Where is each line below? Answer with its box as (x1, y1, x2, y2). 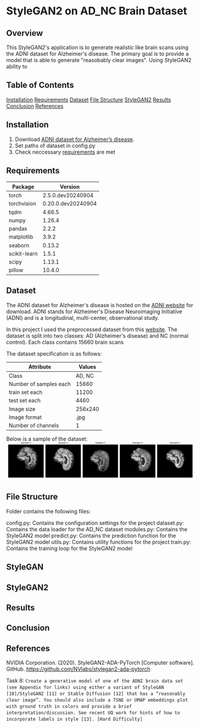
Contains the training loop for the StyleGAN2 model (6, 545, 133, 552)
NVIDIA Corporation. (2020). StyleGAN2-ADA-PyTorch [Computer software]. (6, 659, 195, 666)
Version (59, 183, 80, 190)
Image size (8, 405, 36, 412)
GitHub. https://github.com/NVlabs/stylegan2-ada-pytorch (6, 665, 150, 673)
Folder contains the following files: (6, 507, 91, 515)
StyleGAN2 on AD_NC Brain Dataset (6, 4, 187, 18)
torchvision (8, 200, 36, 207)
